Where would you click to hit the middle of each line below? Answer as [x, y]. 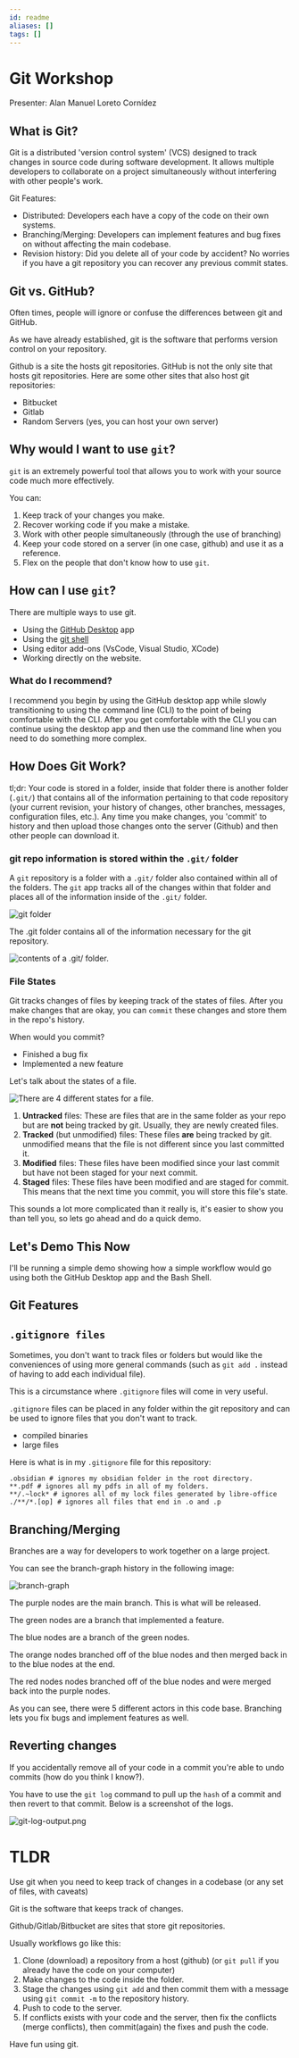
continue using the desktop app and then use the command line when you [145, 729]
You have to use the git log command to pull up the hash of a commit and [145, 1794]
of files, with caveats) [49, 1891]
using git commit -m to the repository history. [106, 1998]
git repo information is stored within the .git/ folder [124, 858]
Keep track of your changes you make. [93, 515]
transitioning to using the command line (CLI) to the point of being [130, 710]
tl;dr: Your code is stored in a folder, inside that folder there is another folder [149, 787]
